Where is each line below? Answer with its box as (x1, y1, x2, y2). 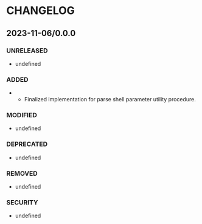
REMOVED (6, 169, 38, 178)
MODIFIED (6, 111, 38, 120)
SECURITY (6, 198, 38, 206)
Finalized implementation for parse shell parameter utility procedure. (24, 96, 197, 103)
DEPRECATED (6, 140, 48, 148)
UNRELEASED (6, 46, 48, 55)
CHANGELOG (6, 4, 75, 18)
